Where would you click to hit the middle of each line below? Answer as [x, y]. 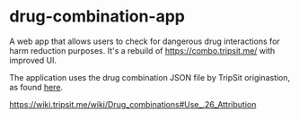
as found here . [36, 87]
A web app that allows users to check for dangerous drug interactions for [145, 41]
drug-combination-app [97, 17]
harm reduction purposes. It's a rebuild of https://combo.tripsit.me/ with [142, 50]
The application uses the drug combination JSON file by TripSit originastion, [150, 77]
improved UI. [33, 60]
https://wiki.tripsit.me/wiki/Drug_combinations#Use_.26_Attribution [133, 104]
